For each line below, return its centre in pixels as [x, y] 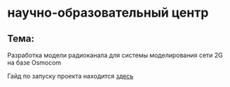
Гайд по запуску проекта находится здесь [70, 76]
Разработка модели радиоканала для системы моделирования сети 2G [115, 55]
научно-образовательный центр [108, 13]
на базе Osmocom [34, 63]
